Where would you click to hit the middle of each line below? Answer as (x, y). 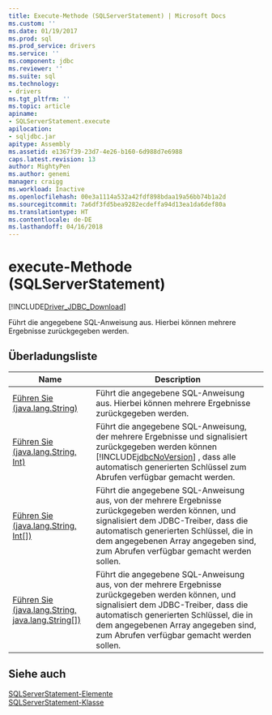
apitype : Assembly (39, 144)
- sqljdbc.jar (32, 136)
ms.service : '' (34, 54)
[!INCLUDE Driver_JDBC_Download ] (68, 307)
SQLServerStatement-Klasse (56, 702)
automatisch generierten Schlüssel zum (171, 467)
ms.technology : (34, 83)
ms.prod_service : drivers (52, 46)
